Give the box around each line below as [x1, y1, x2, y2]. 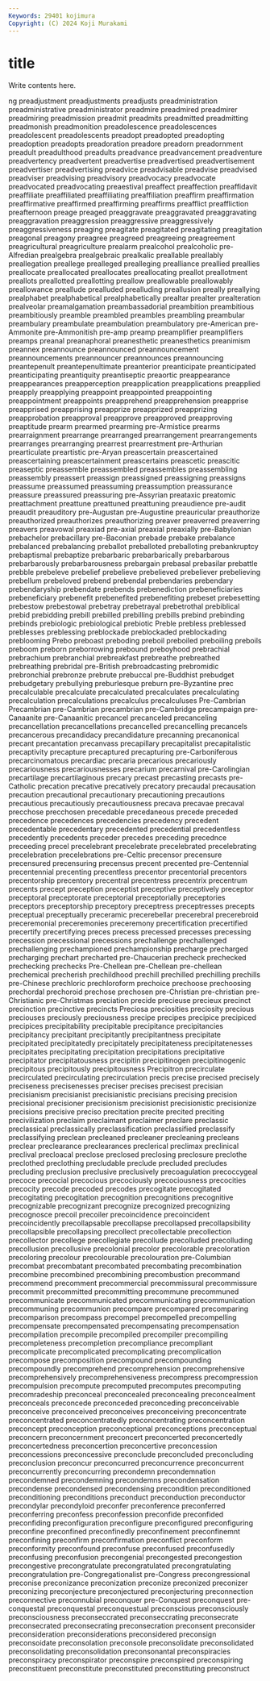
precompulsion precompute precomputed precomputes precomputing [8, 1381, 242, 1391]
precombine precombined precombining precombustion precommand [8, 1270, 240, 1279]
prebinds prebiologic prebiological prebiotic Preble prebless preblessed [8, 618, 247, 629]
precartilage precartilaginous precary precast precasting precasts [8, 773, 227, 783]
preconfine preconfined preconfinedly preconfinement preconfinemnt [8, 1527, 240, 1537]
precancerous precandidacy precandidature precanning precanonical [8, 730, 239, 740]
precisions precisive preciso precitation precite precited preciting [8, 1107, 225, 1117]
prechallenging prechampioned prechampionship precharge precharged [8, 944, 248, 954]
